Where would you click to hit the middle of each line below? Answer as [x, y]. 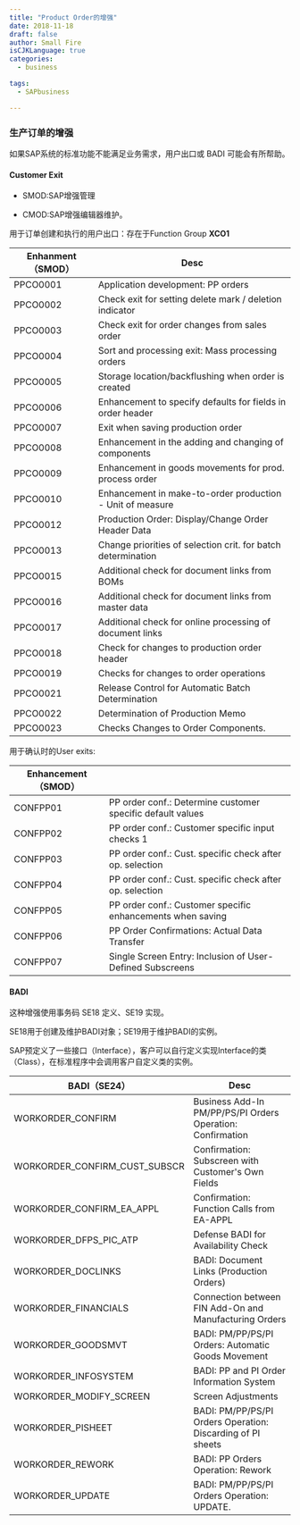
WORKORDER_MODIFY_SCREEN [82, 1396]
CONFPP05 [38, 910]
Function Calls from [234, 1209]
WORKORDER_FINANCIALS [71, 1308]
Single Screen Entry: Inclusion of [177, 957]
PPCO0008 [38, 448]
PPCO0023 [38, 728]
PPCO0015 [38, 576]
